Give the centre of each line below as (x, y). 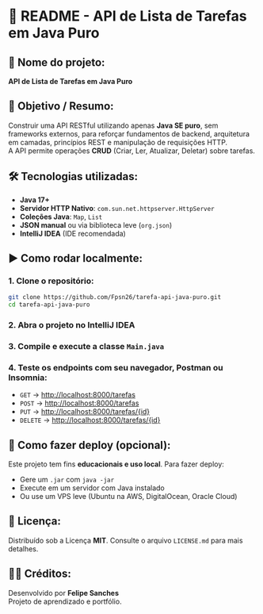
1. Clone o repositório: (51, 281)
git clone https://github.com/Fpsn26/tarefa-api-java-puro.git (115, 297)
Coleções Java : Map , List (61, 217)
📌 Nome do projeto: (57, 62)
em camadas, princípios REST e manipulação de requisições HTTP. (118, 142)
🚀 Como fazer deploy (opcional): (90, 445)
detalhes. (23, 549)
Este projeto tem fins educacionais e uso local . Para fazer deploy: (116, 464)
